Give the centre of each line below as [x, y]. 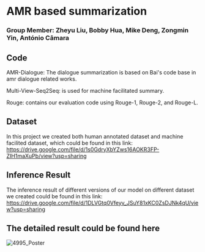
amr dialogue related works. [42, 79]
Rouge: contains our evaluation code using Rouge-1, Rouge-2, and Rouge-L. [102, 103]
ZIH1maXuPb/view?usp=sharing [47, 156]
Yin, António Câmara [38, 38]
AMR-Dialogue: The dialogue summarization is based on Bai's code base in [101, 72]
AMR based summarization [77, 11]
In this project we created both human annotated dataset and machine [95, 136]
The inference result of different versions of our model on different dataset [100, 190]
